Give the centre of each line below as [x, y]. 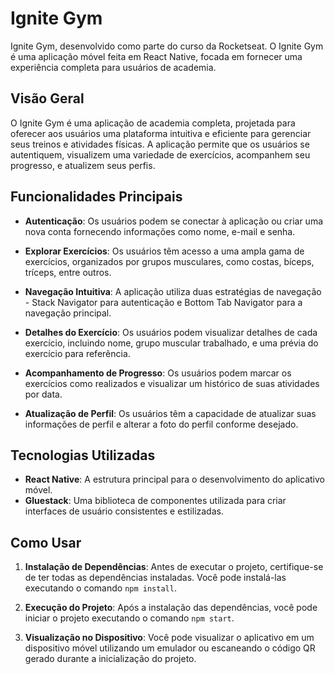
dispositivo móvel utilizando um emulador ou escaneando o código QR [170, 648]
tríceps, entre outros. [68, 272]
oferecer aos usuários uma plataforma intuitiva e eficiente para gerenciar [161, 133]
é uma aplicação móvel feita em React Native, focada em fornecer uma [156, 56]
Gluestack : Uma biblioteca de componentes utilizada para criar [155, 501]
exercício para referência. [77, 353]
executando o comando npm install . [100, 588]
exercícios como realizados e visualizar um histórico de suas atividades [172, 383]
